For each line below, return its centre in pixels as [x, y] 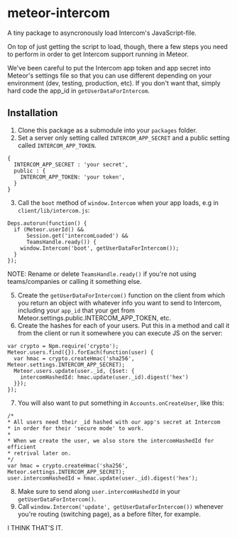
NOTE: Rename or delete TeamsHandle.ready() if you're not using [102, 274]
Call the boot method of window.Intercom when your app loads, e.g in [118, 202]
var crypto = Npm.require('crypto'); [63, 346]
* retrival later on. [39, 453]
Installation [33, 113]
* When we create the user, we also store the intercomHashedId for [111, 441]
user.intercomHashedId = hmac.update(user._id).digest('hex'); [103, 478]
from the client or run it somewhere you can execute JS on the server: [120, 333]
